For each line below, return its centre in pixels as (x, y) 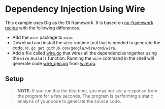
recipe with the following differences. (43, 27)
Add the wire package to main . (43, 37)
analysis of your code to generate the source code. (69, 101)
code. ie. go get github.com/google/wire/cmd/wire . (64, 48)
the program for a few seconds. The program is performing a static (85, 96)
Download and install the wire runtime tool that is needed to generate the (86, 42)
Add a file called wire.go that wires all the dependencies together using (84, 53)
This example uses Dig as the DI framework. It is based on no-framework (79, 23)
